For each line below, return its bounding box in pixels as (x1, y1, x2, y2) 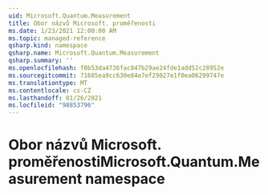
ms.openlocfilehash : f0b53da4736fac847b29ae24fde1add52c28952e (8, 64, 225, 72)
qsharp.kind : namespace (8, 42, 88, 50)
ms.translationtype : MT (8, 79, 88, 87)
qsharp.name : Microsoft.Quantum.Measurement (8, 49, 160, 57)
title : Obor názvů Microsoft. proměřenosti (8, 19, 156, 27)
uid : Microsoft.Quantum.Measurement (8, 11, 131, 20)
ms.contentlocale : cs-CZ (8, 86, 91, 95)
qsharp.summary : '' (8, 57, 74, 65)
